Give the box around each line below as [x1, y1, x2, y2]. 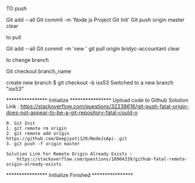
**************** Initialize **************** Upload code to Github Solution [6, 96, 189, 103]
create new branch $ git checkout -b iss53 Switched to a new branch [6, 79, 174, 86]
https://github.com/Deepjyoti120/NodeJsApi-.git [6, 136, 127, 141]
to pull [6, 34, 22, 40]
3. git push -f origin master [6, 141, 80, 147]
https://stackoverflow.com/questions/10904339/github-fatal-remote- [16, 156, 188, 162]
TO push [6, 5, 27, 12]
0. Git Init [6, 120, 35, 126]
